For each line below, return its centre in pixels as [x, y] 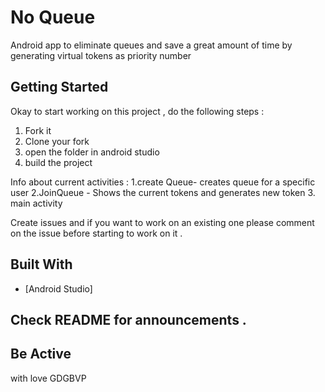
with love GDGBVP [48, 378]
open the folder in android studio [92, 152]
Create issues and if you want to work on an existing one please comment [162, 222]
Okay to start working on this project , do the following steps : [137, 111]
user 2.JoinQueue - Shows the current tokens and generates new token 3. [163, 192]
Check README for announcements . [128, 319]
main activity [36, 203]
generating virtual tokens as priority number [101, 55]
